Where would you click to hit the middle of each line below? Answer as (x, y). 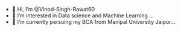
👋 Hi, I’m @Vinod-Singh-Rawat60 (53, 9)
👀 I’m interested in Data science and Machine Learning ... (83, 15)
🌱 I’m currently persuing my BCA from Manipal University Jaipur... (94, 22)
